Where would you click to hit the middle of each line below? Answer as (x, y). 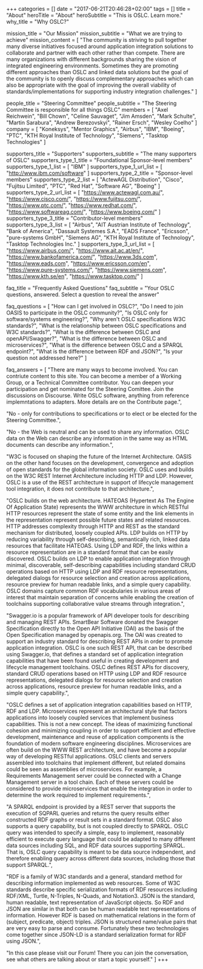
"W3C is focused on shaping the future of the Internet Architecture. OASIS (99, 457)
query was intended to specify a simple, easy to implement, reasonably (95, 832)
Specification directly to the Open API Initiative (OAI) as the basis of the (95, 628)
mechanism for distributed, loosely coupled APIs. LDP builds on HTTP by (97, 533)
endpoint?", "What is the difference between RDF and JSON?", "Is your (95, 351)
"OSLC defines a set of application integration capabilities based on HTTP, (99, 705)
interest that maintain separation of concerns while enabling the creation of (100, 597)
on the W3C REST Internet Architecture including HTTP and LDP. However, (99, 476)
